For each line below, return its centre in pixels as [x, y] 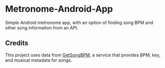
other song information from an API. [42, 27]
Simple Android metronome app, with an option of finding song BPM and [79, 23]
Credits [17, 43]
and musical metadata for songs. [39, 60]
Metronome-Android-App [59, 9]
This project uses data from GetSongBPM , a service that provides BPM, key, [83, 55]
